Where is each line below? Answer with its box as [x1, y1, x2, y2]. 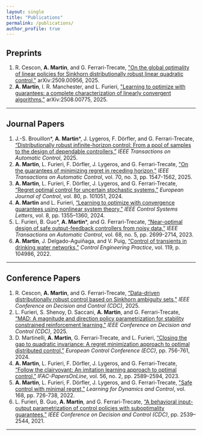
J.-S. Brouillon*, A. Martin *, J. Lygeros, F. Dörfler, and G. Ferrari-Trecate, [14, 135, 194, 142]
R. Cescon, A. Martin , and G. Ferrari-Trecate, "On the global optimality [14, 64, 189, 71]
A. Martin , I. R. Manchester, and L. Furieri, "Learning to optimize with [14, 83, 186, 90]
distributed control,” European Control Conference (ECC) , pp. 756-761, [14, 347, 191, 354]
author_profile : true [6, 25, 61, 32]
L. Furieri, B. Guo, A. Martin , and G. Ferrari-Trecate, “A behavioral [14, 398, 177, 405]
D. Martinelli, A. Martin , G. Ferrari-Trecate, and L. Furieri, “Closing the [14, 334, 188, 341]
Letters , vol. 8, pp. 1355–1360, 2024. [14, 211, 105, 219]
